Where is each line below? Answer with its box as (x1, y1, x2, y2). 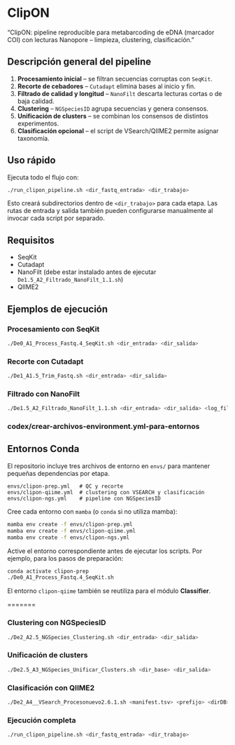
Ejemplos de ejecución (7, 303, 108, 315)
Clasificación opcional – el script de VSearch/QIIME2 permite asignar (17, 126, 219, 135)
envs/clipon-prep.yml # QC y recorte (7, 482, 124, 490)
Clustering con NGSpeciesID (7, 618, 106, 628)
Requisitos (7, 234, 55, 246)
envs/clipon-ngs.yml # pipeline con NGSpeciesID (7, 495, 161, 502)
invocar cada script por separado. (7, 214, 105, 222)
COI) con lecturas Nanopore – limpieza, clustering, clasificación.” (7, 35, 194, 43)
